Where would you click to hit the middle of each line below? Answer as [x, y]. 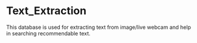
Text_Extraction [46, 11]
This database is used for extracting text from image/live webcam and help [99, 27]
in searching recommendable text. [49, 33]
